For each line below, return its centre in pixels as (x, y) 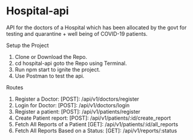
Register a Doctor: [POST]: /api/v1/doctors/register (77, 99)
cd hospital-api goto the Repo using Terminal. (71, 63)
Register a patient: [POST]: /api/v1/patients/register (77, 111)
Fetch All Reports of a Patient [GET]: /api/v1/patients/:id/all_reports (96, 124)
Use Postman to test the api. (49, 76)
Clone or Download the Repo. (51, 57)
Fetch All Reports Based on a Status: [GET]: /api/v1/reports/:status (96, 130)
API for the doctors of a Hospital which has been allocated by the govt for (96, 27)
